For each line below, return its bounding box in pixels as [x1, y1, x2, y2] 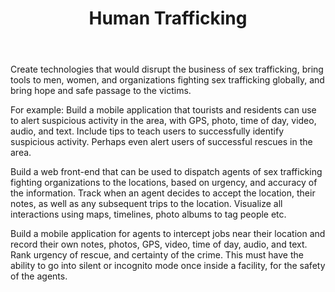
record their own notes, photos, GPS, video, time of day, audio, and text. [10, 238, 308, 251]
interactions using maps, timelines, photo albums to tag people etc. [10, 208, 287, 221]
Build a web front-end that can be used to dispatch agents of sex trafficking [10, 166, 323, 178]
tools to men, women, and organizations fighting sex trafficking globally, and [10, 74, 325, 86]
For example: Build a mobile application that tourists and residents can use [10, 104, 317, 116]
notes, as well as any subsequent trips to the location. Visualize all [10, 198, 283, 210]
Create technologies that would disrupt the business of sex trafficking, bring [10, 63, 324, 76]
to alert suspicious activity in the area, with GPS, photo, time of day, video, [10, 115, 317, 127]
